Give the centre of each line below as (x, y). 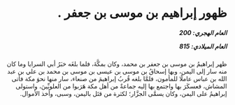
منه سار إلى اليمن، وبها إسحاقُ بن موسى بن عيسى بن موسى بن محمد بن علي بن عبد (117, 71)
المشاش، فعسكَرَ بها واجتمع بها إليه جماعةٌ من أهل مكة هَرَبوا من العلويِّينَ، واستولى (121, 86)
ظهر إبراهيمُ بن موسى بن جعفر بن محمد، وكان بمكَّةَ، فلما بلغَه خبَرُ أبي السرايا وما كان (117, 64)
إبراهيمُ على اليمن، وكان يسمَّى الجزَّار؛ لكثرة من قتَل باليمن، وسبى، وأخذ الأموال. (123, 94)
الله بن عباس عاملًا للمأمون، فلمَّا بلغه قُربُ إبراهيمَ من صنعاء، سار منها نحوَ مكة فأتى (119, 79)
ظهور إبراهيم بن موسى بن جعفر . (142, 13)
